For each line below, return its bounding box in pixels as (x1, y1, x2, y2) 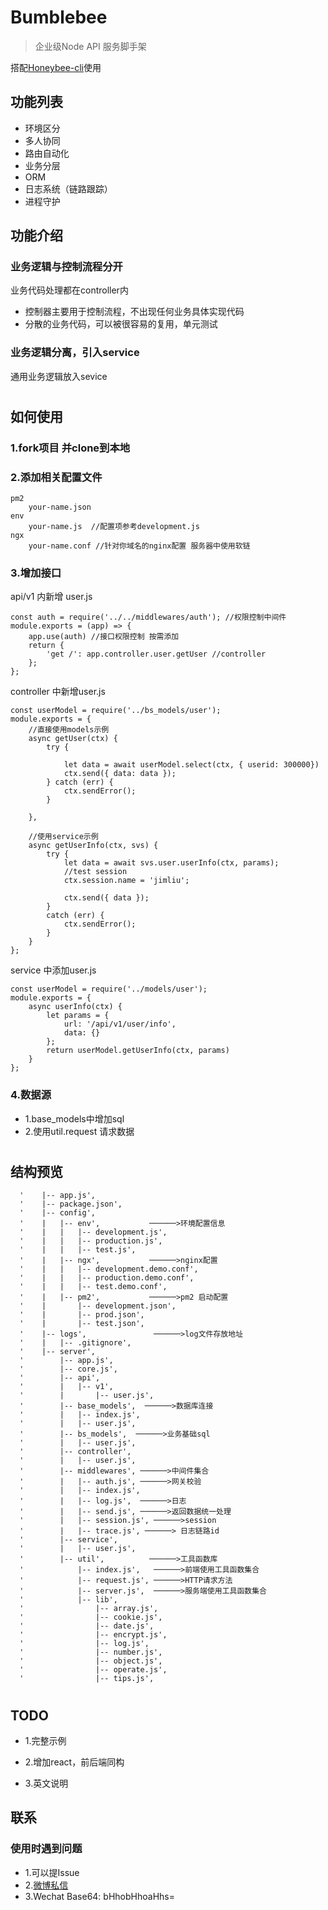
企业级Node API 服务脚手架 (34, 40, 147, 52)
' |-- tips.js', (19, 1674, 155, 1684)
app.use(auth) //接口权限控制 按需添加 (28, 632, 180, 642)
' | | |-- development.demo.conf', (19, 1264, 199, 1275)
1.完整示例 (24, 1734, 67, 1746)
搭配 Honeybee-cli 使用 (10, 61, 102, 73)
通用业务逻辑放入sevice (10, 370, 108, 382)
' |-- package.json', (19, 1199, 123, 1210)
